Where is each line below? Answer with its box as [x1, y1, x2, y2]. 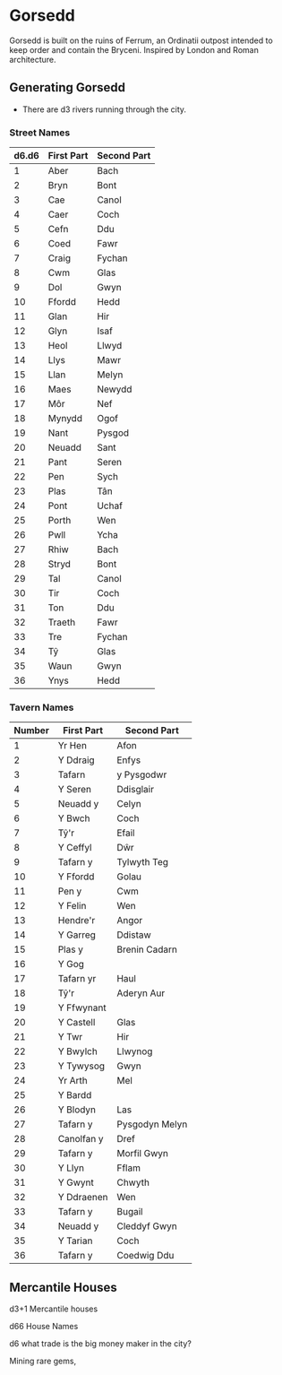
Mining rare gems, [9, 1355, 77, 1367]
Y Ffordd [57, 870, 95, 883]
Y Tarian [57, 1234, 93, 1247]
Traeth [47, 616, 76, 628]
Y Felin [57, 900, 87, 912]
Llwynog [115, 1045, 153, 1058]
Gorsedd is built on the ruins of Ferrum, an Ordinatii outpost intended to [9, 35, 273, 46]
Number [13, 724, 49, 737]
